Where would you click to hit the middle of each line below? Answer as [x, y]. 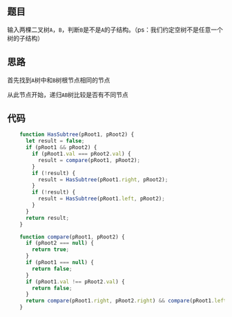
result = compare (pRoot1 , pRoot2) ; [89, 160]
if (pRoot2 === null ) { [60, 243]
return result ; [47, 218]
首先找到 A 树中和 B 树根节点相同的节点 [59, 80]
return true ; [51, 249]
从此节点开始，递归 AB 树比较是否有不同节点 [68, 94]
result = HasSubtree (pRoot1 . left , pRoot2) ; [101, 199]
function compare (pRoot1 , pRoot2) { [72, 237]
